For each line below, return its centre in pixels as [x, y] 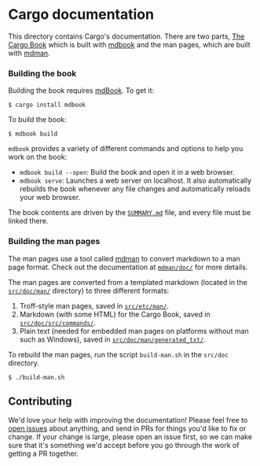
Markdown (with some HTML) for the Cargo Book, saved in [115, 314]
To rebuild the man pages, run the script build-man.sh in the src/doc [119, 354]
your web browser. [50, 198]
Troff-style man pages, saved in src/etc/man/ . [94, 305]
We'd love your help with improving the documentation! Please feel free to [128, 420]
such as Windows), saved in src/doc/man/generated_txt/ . [113, 339]
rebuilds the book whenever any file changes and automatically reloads [135, 189]
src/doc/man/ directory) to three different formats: [89, 290]
